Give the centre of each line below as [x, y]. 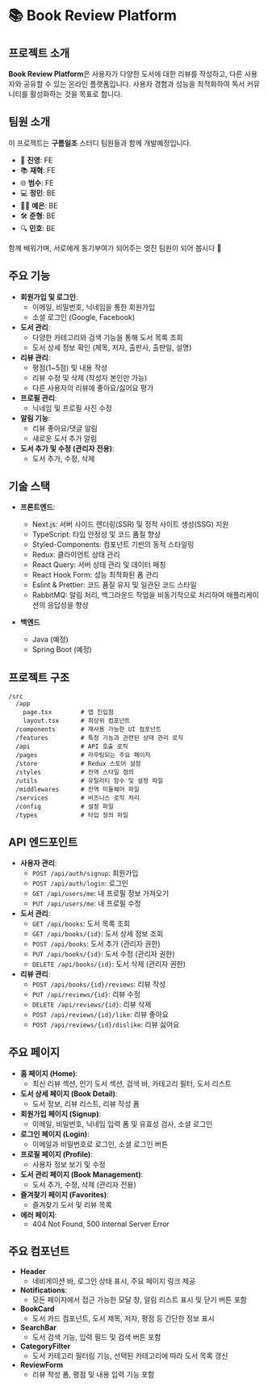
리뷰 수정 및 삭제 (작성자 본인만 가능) [90, 377]
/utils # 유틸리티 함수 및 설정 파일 [90, 781]
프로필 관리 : [38, 397]
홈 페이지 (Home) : [49, 1073]
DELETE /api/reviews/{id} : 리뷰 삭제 [92, 1005]
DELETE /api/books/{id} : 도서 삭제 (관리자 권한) [109, 964]
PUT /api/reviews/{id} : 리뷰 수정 [86, 994]
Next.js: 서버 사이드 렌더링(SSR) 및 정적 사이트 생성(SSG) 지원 [130, 524]
